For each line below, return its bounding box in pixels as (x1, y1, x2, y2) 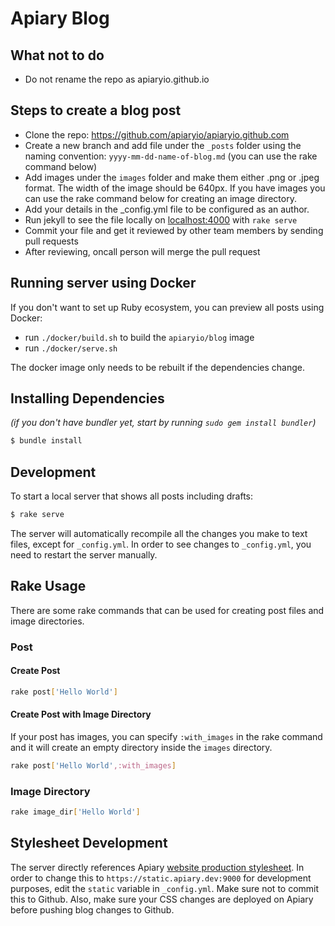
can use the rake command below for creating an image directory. (24, 192, 297, 204)
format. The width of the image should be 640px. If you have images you (24, 182, 326, 194)
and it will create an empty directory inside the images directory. (10, 742, 273, 754)
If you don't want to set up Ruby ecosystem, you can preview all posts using (10, 301, 325, 313)
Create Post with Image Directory (10, 708, 152, 721)
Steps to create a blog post (10, 102, 182, 119)
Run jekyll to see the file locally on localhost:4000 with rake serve (24, 213, 298, 226)
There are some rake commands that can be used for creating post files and (10, 604, 325, 616)
